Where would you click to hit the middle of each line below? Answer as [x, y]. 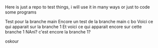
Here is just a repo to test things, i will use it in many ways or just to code [78, 7]
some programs [21, 12]
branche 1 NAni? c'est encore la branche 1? [48, 32]
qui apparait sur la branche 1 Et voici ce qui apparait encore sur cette [73, 27]
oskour [12, 41]
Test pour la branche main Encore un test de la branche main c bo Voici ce [79, 22]
